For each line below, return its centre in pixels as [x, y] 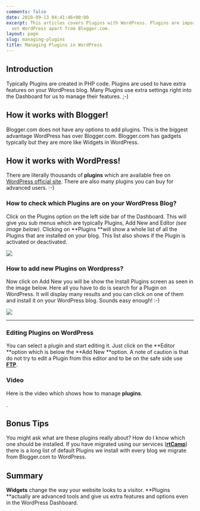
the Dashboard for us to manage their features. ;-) [68, 96]
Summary [25, 475]
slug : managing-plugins [36, 39]
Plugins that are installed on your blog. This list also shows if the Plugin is [96, 235]
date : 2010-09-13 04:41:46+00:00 [48, 17]
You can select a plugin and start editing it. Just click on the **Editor [91, 346]
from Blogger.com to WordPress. [46, 457]
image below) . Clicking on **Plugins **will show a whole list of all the [92, 229]
